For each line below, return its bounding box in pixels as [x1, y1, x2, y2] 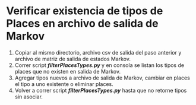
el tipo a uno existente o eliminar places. [14, 80, 114, 87]
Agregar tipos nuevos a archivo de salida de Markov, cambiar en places [14, 74, 190, 81]
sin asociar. [14, 93, 43, 100]
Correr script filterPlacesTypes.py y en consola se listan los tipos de [14, 61, 185, 69]
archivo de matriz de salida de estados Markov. [14, 55, 131, 62]
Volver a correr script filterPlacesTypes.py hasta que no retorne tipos [14, 87, 187, 94]
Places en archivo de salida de [6, 17, 159, 30]
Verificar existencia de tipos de [6, 4, 163, 18]
